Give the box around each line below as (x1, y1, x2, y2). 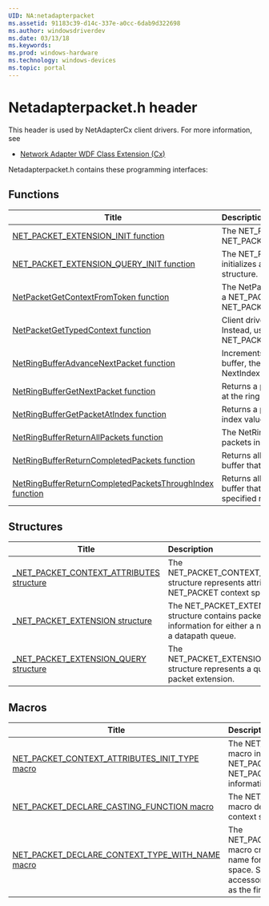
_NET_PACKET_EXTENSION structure (12, 615, 152, 626)
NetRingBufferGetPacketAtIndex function (12, 408, 167, 419)
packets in (221, 436, 261, 447)
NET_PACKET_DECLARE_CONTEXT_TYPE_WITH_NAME (12, 849, 221, 860)
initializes (221, 258, 257, 269)
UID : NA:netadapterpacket (8, 11, 94, 20)
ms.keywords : (8, 42, 52, 50)
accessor (227, 875, 263, 886)
